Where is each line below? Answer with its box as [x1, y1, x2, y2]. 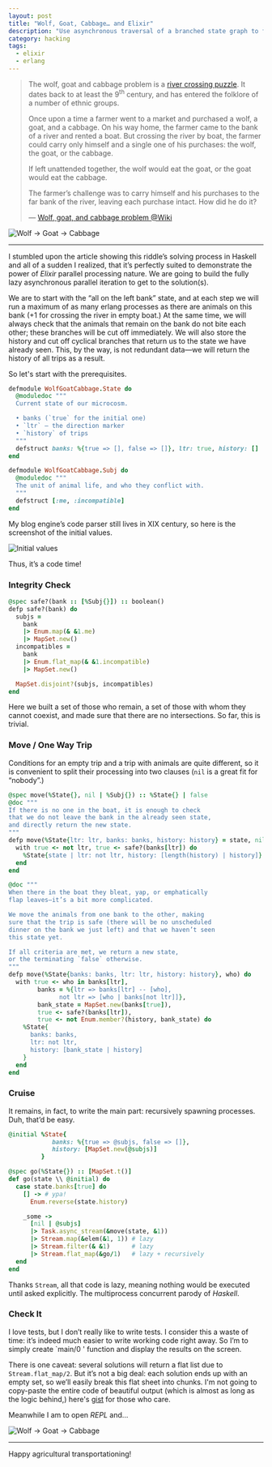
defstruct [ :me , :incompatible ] [15, 496, 125, 505]
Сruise [8, 1088, 36, 1099]
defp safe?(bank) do [8, 605, 79, 613]
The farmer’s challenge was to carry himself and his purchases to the [28, 188, 260, 198]
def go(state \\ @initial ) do [8, 1175, 111, 1183]
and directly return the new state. [8, 821, 132, 829]
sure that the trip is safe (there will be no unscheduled [8, 917, 212, 926]
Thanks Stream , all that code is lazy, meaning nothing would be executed [8, 1280, 251, 1290]
